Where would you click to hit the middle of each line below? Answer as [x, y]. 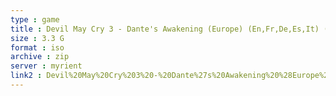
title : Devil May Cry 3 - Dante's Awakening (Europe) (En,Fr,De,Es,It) [165, 29]
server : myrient [46, 66]
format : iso [37, 47]
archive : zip [40, 57]
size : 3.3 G [37, 38]
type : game [35, 19]
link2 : [26, 76]
